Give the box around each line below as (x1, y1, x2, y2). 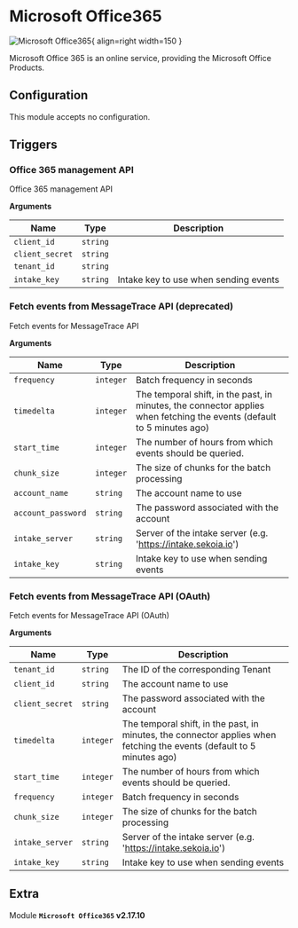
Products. (9, 62, 45, 73)
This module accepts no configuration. (9, 111, 151, 122)
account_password (13, 507, 87, 518)
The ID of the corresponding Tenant (122, 664, 271, 676)
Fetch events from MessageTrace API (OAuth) (9, 590, 211, 602)
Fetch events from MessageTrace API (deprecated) (9, 300, 233, 312)
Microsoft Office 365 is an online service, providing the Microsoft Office (9, 52, 272, 63)
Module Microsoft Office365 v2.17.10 (9, 909, 145, 920)
